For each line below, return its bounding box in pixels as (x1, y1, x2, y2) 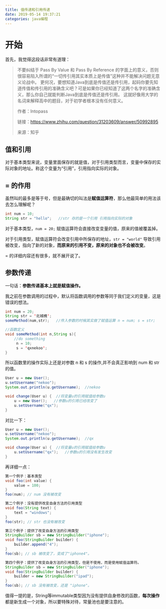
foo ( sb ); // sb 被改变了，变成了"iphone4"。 (5, 551, 91, 556)
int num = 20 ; (5, 309, 35, 314)
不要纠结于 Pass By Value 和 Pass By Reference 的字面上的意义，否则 (17, 67, 159, 73)
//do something (14, 336, 45, 341)
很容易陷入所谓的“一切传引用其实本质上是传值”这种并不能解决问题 (17, 73, 152, 79)
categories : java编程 (5, 16, 48, 21)
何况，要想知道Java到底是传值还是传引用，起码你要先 (44, 80, 154, 85)
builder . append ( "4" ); (14, 542, 58, 547)
